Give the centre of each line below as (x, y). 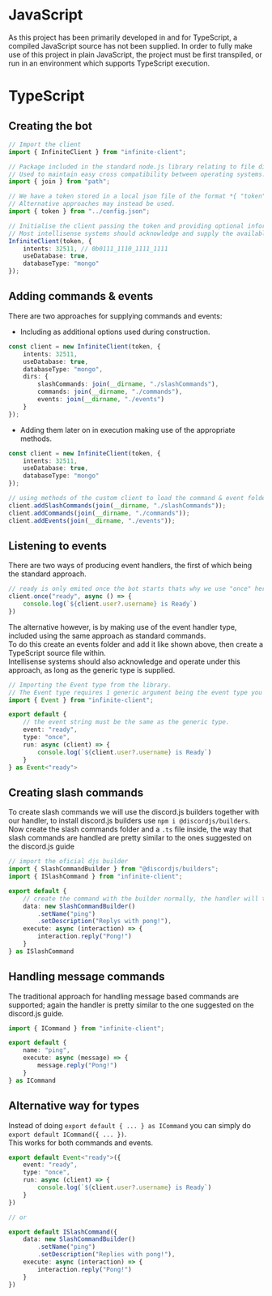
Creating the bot (51, 126)
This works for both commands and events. (81, 1142)
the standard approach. (47, 574)
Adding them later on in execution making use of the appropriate (127, 430)
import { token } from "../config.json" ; (79, 212)
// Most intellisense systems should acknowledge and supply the (121, 233)
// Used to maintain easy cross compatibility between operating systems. (137, 174)
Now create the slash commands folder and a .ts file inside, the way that (130, 829)
